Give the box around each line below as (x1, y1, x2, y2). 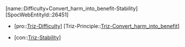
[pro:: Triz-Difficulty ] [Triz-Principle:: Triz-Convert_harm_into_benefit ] (14, 23, 180, 29)
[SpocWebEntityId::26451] (5, 11, 69, 18)
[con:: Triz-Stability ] (14, 34, 61, 41)
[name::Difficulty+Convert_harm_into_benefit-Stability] (5, 5, 138, 12)
